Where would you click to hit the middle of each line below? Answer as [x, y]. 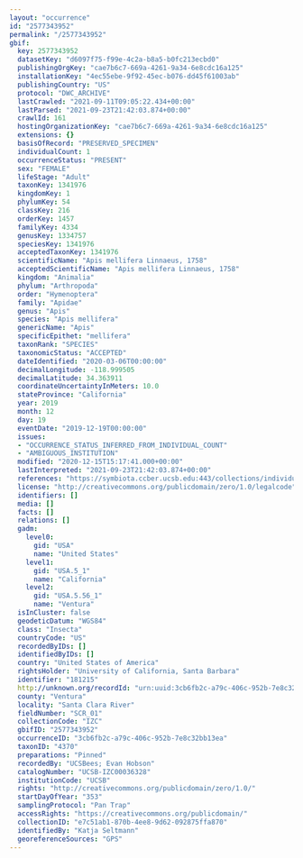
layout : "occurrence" [50, 18]
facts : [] [36, 512]
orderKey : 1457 [46, 219]
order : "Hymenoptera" [58, 294]
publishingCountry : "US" [64, 85]
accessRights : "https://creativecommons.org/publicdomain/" [133, 814]
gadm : [28, 529]
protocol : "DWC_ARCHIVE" [64, 93]
